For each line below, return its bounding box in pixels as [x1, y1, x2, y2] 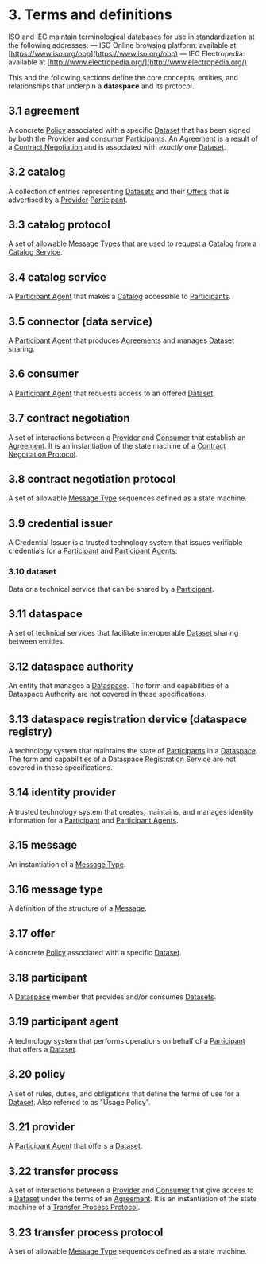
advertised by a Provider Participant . [8, 195, 129, 204]
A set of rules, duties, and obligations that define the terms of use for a [8, 1088, 240, 1099]
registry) [8, 725, 53, 738]
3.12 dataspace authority [8, 659, 134, 673]
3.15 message [8, 838, 78, 852]
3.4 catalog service [8, 270, 107, 284]
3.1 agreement [8, 104, 80, 118]
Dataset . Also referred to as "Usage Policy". [8, 1097, 151, 1106]
